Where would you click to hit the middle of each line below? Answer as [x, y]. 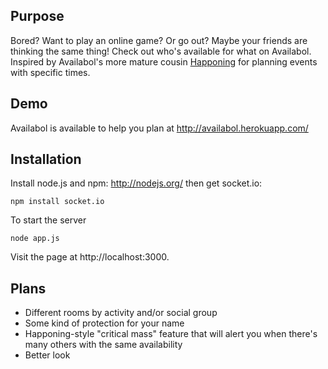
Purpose [37, 16]
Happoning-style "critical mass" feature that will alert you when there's [171, 334]
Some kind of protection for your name [104, 323]
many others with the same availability [103, 345]
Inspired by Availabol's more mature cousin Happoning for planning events [164, 61]
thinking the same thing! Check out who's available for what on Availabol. [161, 51]
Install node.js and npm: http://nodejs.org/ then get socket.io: [136, 183]
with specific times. [50, 72]
